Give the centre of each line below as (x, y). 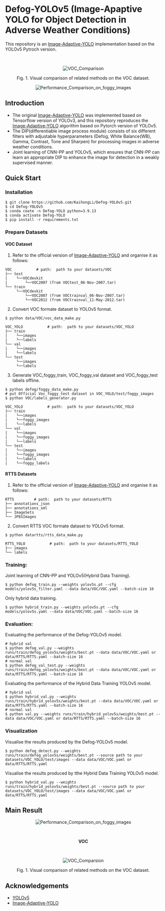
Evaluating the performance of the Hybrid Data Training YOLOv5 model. (78, 683)
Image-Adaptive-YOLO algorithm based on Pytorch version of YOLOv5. (85, 125)
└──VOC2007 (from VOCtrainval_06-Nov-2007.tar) (75, 295)
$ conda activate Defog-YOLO (35, 216)
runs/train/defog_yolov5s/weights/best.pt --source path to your (74, 755)
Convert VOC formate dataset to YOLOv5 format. (62, 309)
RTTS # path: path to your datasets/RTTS (58, 499)
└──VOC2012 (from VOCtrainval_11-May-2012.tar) (75, 300)
